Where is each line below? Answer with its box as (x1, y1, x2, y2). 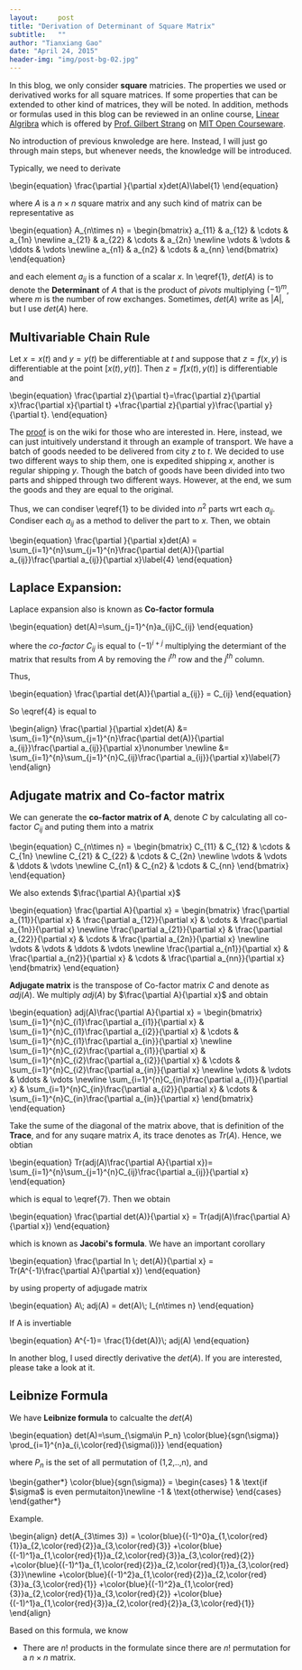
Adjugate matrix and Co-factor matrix (9, 788, 225, 803)
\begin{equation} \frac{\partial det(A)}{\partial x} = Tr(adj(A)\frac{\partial (9, 1211, 279, 1223)
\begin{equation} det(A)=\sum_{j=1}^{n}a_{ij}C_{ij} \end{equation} (9, 622, 254, 632)
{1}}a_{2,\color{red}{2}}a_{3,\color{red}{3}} (9, 1540, 171, 1551)
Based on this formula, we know (9, 1625, 129, 1636)
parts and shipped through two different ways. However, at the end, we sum (9, 475, 292, 485)
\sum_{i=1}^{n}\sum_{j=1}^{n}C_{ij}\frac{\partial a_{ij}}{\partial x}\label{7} (9, 752, 281, 763)
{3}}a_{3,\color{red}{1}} (9, 1578, 97, 1589)
